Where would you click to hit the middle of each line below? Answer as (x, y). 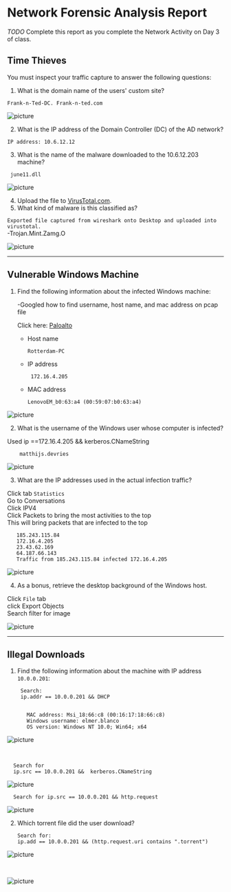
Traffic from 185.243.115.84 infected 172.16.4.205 (92, 559)
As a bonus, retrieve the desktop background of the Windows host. (112, 585)
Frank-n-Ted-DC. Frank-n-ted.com (55, 103)
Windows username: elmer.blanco (73, 721)
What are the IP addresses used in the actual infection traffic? (104, 480)
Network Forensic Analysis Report (107, 13)
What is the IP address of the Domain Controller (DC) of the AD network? (120, 129)
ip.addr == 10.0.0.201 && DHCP (65, 697)
